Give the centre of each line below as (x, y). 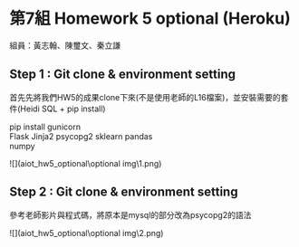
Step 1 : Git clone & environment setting (123, 75)
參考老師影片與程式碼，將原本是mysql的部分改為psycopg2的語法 (130, 214)
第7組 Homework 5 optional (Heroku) (150, 19)
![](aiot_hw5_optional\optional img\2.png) (87, 233)
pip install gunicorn (45, 127)
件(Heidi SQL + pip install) (58, 109)
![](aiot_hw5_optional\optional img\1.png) (86, 163)
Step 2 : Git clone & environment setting (124, 192)
